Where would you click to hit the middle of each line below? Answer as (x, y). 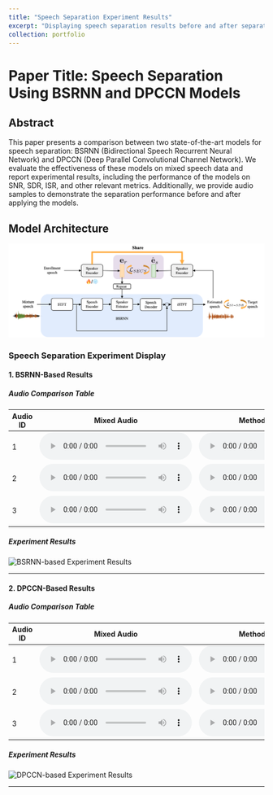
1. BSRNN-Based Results (51, 375)
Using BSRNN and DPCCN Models (125, 93)
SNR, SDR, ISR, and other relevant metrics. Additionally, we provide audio (131, 186)
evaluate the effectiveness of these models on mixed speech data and (126, 168)
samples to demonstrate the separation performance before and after (125, 194)
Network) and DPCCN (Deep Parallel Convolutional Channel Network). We (132, 159)
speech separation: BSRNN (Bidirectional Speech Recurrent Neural (120, 151)
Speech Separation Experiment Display (87, 356)
